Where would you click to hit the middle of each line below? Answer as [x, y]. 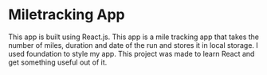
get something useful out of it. [58, 62]
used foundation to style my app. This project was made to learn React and [132, 53]
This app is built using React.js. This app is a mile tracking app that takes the [134, 37]
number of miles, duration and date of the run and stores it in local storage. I [133, 45]
